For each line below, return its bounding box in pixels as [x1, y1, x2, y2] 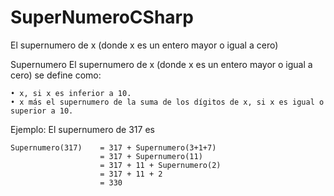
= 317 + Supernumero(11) [99, 151, 203, 161]
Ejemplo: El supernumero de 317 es [10, 123, 155, 135]
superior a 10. [10, 106, 74, 116]
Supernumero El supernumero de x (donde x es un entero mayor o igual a [10, 58, 313, 70]
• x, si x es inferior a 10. [10, 88, 132, 98]
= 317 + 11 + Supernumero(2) [99, 160, 222, 170]
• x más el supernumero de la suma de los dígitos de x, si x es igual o [10, 97, 325, 107]
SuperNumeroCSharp [10, 6, 194, 29]
